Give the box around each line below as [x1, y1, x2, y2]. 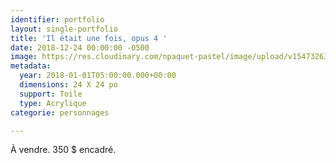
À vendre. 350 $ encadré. [10, 144, 117, 156]
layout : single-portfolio [10, 24, 118, 34]
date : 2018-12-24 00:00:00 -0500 [10, 42, 150, 53]
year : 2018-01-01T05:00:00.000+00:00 [19, 71, 177, 81]
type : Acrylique [19, 98, 87, 108]
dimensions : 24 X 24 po [19, 80, 118, 90]
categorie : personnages [10, 107, 110, 118]
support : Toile [19, 89, 83, 99]
